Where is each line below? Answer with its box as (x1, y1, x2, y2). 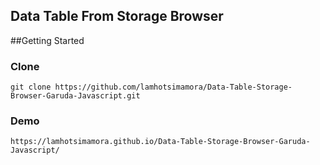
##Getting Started (10, 34, 85, 46)
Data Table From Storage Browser (10, 8, 224, 25)
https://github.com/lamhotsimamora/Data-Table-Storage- (54, 82, 293, 93)
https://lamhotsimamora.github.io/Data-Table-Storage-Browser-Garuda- (10, 137, 311, 147)
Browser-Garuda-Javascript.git (10, 91, 141, 101)
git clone (10, 82, 52, 93)
